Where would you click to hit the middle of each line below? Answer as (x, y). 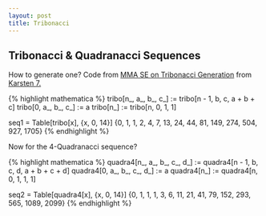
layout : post (30, 16)
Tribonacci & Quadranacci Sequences (105, 56)
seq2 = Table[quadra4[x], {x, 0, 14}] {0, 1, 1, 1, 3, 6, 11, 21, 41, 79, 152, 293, (129, 195)
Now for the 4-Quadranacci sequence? (73, 147)
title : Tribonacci (39, 23)
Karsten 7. (25, 83)
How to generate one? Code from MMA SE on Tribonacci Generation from (130, 75)
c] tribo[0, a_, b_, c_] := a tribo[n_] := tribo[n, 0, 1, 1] (93, 107)
